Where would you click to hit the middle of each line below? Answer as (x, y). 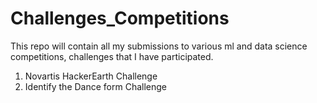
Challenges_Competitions (120, 18)
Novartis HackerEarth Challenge (91, 76)
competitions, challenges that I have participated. (112, 56)
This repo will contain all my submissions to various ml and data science (159, 46)
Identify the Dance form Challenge (95, 86)
